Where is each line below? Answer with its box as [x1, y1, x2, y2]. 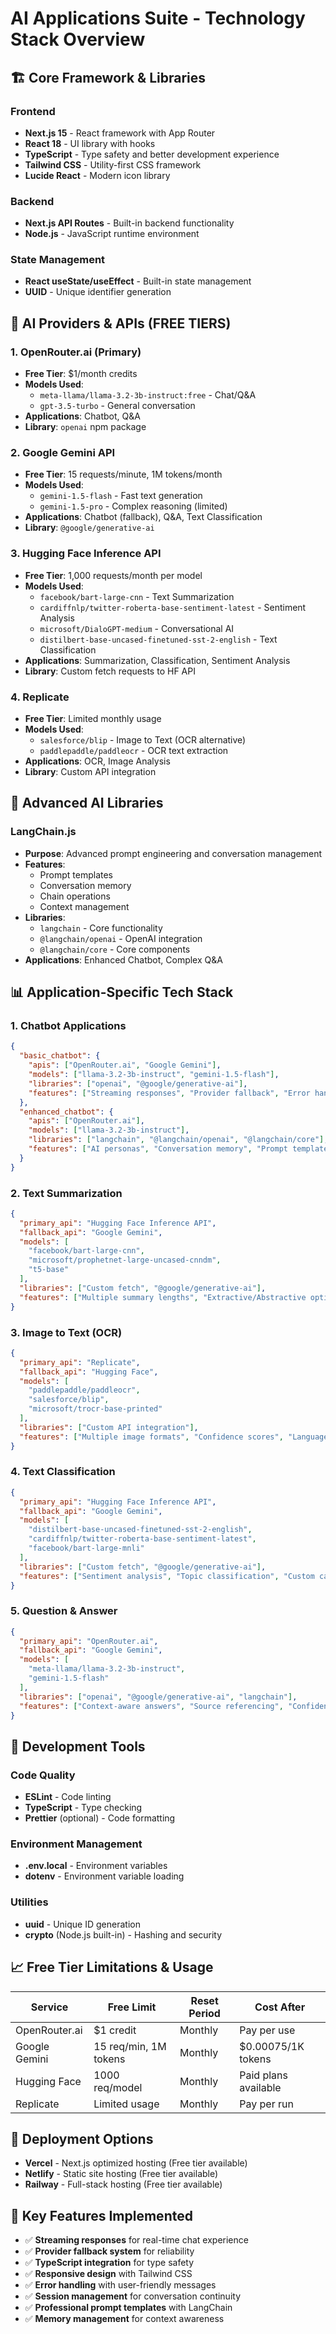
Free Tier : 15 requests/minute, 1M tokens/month [24, 468, 223, 481]
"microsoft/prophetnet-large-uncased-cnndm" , [28, 1255, 222, 1266]
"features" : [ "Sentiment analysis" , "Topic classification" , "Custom [19, 1571, 315, 1581]
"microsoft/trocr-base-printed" [28, 1404, 163, 1414]
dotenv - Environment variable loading [24, 1870, 185, 1882]
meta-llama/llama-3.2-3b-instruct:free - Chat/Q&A [39, 389, 257, 401]
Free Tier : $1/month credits [24, 368, 138, 380]
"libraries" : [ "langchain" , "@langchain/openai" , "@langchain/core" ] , [28, 1135, 329, 1145]
